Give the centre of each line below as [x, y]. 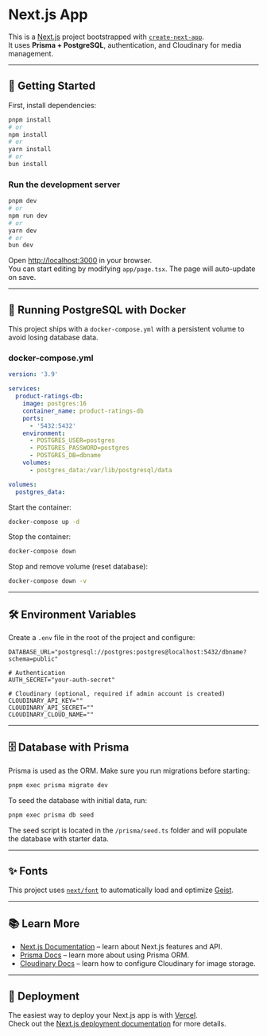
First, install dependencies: [52, 105]
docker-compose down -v [48, 581]
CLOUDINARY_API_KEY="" [46, 700]
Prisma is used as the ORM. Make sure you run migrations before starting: [129, 770]
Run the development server [64, 184]
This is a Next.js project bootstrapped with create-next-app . [106, 37]
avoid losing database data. [53, 338]
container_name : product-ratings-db [83, 411]
